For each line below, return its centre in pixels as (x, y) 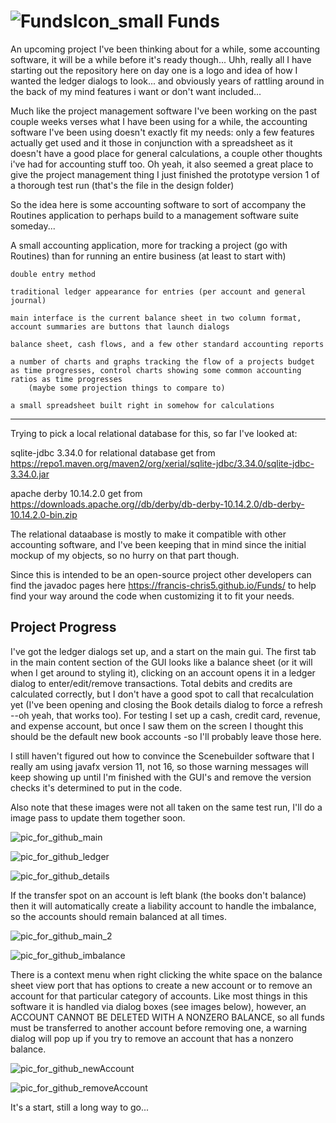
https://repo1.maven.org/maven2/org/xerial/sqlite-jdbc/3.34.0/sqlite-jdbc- (162, 463)
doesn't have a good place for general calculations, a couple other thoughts (166, 153)
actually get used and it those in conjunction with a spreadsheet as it (151, 142)
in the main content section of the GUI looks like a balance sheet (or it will (161, 662)
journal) (28, 300)
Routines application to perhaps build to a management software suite (154, 215)
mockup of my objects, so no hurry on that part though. (125, 555)
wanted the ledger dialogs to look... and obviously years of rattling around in (167, 81)
